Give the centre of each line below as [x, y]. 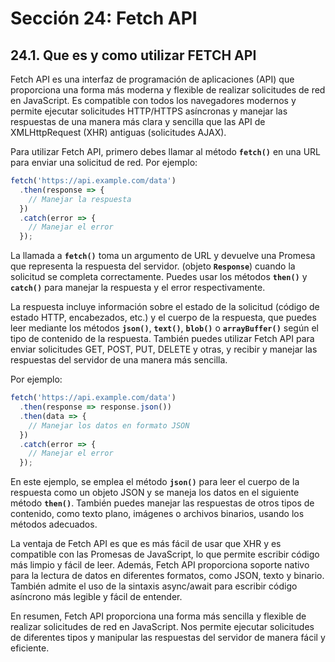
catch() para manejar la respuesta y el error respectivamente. [138, 288]
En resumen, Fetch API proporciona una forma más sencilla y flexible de [158, 616]
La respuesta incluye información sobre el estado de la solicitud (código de [165, 307]
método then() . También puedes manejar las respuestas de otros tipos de [162, 503]
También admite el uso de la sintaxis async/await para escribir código [154, 586]
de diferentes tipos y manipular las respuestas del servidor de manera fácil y [168, 638]
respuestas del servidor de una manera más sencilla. [119, 360]
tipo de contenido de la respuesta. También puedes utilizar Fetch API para [162, 339]
